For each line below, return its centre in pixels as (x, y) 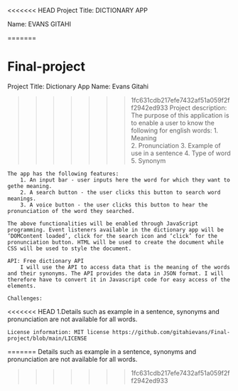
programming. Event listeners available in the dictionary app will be (115, 230)
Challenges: (25, 298)
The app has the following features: (63, 174)
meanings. (22, 199)
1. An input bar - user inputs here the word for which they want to (125, 180)
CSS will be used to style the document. (70, 249)
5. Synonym (148, 160)
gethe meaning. (30, 186)
